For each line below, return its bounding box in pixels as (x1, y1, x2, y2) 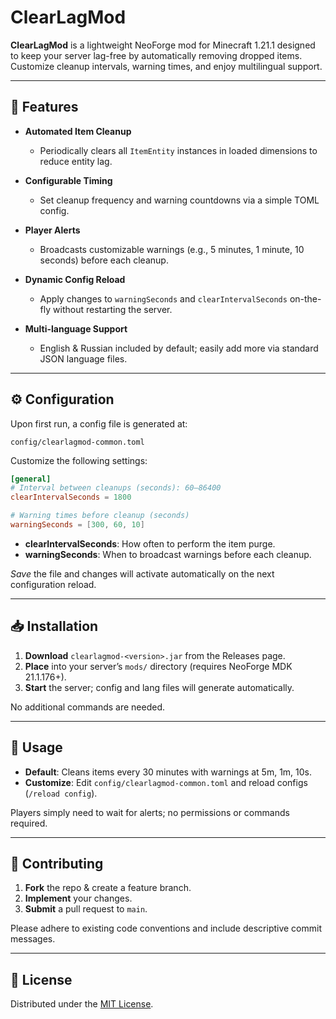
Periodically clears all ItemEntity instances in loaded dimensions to (39, 144, 318, 156)
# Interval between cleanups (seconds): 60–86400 (10, 483, 222, 493)
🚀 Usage (10, 739, 63, 756)
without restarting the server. (53, 303, 173, 315)
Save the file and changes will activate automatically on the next (10, 567, 275, 580)
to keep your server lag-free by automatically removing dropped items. (10, 49, 303, 61)
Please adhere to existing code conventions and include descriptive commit (10, 922, 323, 935)
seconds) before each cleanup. (39, 254, 169, 266)
